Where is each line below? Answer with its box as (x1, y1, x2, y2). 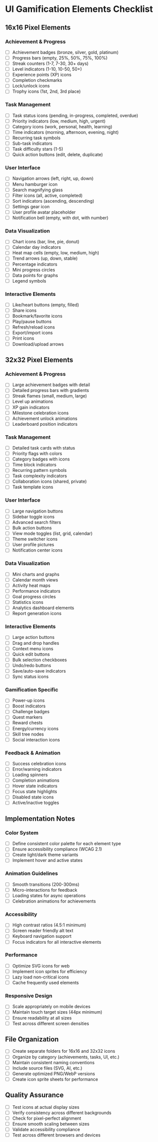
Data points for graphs (12, 272, 58, 278)
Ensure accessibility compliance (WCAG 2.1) (12, 846, 102, 852)
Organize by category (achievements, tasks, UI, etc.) (12, 1054, 119, 1060)
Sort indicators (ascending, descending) (12, 198, 95, 204)
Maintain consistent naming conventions (12, 1059, 95, 1065)
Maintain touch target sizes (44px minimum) (12, 1009, 103, 1015)
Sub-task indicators (12, 140, 53, 146)
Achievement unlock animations (12, 415, 78, 421)
